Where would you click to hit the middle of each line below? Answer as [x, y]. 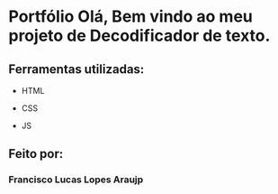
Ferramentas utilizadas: [76, 69]
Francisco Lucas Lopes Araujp [76, 180]
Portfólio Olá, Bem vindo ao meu [130, 17]
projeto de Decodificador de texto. [139, 36]
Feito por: [36, 154]
